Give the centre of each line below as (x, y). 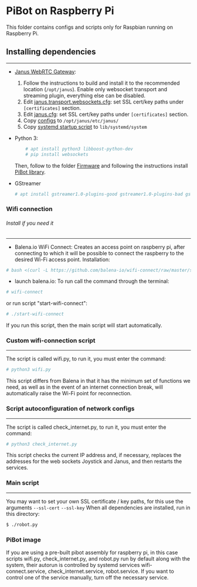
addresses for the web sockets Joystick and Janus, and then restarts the (94, 461)
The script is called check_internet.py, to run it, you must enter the (86, 427)
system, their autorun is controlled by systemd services (73, 565)
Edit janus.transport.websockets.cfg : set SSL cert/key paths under (103, 102)
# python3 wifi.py (28, 370)
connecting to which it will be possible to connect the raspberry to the (99, 253)
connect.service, (26, 571)
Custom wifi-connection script (51, 341)
